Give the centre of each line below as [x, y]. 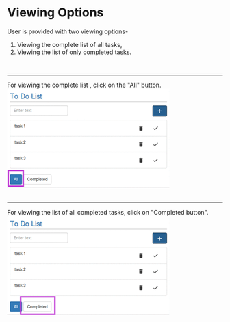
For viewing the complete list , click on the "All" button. [84, 85]
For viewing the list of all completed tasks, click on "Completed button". [108, 212]
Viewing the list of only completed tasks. [74, 52]
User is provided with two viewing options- [68, 31]
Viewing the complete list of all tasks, [69, 44]
